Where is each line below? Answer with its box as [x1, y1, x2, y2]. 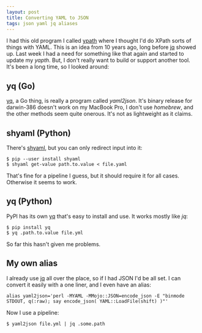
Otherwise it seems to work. [6, 179, 78, 185]
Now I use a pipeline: [6, 309, 59, 316]
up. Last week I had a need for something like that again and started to [6, 50, 184, 58]
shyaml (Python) [6, 128, 72, 138]
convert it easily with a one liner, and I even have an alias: [6, 281, 151, 288]
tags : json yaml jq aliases [6, 20, 78, 26]
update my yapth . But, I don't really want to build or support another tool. [6, 56, 191, 64]
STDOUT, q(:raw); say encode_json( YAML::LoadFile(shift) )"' [6, 298, 168, 304]
